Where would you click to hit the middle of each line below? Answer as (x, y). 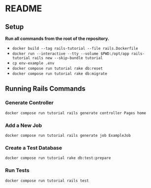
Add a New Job (24, 125)
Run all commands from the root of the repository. (57, 38)
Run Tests (17, 170)
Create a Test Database (34, 148)
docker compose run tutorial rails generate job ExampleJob (68, 135)
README (24, 9)
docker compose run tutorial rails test (47, 181)
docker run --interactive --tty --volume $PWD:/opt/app (71, 54)
